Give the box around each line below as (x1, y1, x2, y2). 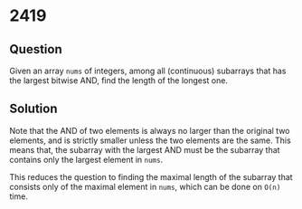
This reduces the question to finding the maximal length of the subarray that (9, 171, 293, 182)
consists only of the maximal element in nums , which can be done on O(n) (9, 181, 281, 192)
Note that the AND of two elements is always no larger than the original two (9, 125, 290, 136)
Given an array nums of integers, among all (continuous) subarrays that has (9, 65, 287, 76)
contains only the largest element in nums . (9, 154, 164, 165)
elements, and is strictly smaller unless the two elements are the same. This (9, 135, 291, 146)
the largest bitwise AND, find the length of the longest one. (9, 75, 229, 86)
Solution (9, 101, 58, 117)
